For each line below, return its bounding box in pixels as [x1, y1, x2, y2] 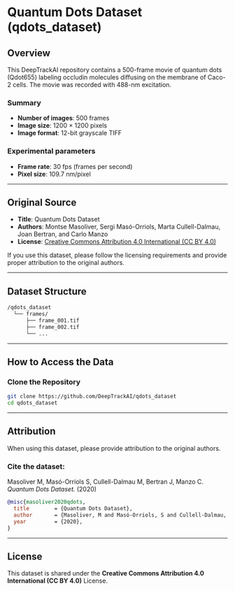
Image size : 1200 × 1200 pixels [17, 121, 107, 130]
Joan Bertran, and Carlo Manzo [17, 230, 108, 238]
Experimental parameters [7, 147, 96, 156]
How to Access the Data [7, 355, 114, 368]
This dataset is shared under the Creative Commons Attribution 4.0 [7, 569, 204, 578]
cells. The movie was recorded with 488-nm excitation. [13, 81, 172, 88]
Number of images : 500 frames [17, 114, 110, 123]
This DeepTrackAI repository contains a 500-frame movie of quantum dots [7, 66, 222, 74]
